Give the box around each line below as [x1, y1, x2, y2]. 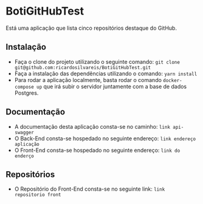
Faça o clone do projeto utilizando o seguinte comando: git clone [14, 58, 181, 65]
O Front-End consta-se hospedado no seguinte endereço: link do [14, 146, 181, 154]
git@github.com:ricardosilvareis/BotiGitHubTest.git [14, 64, 151, 70]
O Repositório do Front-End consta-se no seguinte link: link [14, 185, 165, 192]
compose [14, 84, 34, 90]
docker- [163, 77, 183, 83]
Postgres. [14, 89, 39, 97]
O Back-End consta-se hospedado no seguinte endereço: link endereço [14, 135, 196, 142]
